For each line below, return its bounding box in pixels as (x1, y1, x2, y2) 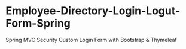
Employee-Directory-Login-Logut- (5, 4, 181, 18)
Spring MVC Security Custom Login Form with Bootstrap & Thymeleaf (5, 36, 177, 43)
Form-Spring (5, 17, 71, 30)
